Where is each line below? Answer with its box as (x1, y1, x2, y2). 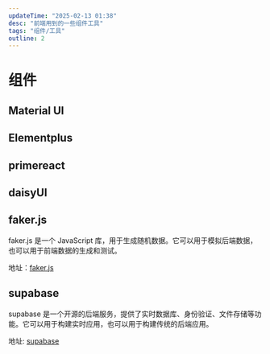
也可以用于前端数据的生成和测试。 (8, 245, 122, 255)
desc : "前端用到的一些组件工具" (8, 19, 104, 27)
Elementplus (8, 131, 73, 145)
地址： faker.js (8, 262, 54, 272)
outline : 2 (8, 34, 45, 43)
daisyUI (8, 186, 48, 200)
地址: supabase (8, 335, 60, 346)
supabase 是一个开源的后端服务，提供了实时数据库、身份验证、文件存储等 (8, 309, 255, 319)
